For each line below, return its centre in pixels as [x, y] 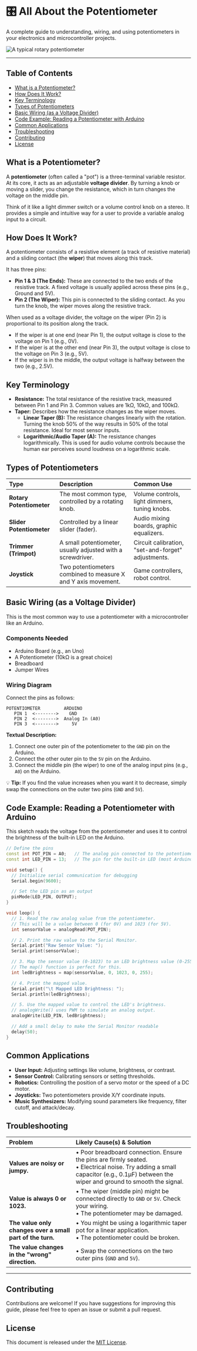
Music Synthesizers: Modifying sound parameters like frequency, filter [101, 1101]
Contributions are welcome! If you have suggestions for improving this [91, 1303]
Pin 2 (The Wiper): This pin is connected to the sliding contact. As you [100, 300]
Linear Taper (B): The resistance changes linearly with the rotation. [105, 418]
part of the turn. [32, 1238]
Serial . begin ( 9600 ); [36, 881]
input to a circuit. [26, 219]
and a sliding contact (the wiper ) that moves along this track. [80, 258]
